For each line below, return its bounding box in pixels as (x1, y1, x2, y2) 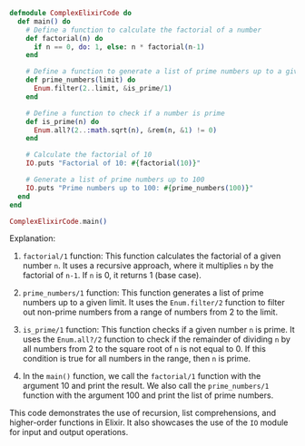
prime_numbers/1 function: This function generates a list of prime (22, 287, 264, 298)
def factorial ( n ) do (25, 34, 103, 43)
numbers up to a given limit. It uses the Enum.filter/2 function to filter (22, 297, 285, 308)
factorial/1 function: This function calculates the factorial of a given (22, 250, 281, 262)
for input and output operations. (9, 427, 129, 438)
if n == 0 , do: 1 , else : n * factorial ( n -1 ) (33, 42, 205, 52)
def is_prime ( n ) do (25, 117, 100, 126)
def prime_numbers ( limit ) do (25, 75, 136, 85)
